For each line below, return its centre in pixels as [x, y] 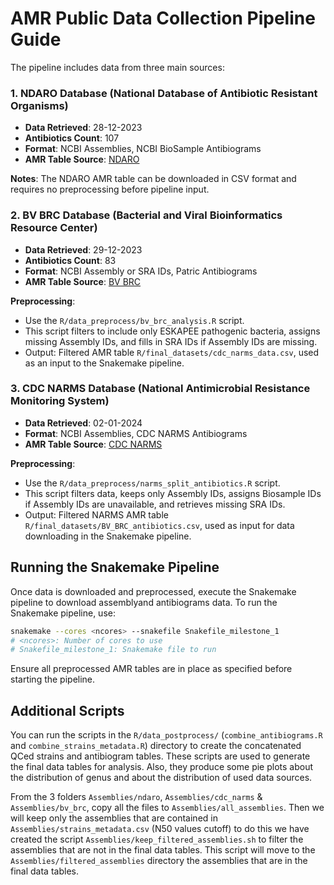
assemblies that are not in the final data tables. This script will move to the [163, 850]
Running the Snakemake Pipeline [115, 567]
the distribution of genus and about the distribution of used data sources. [161, 778]
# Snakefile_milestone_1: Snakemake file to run [113, 650]
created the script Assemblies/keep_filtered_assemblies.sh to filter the [157, 839]
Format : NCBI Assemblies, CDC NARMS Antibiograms [136, 433]
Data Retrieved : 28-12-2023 [83, 128]
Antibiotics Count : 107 [72, 138]
